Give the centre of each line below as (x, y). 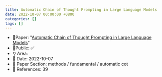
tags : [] (14, 23)
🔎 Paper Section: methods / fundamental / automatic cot (70, 64)
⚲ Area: (20, 54)
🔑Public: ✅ (23, 48)
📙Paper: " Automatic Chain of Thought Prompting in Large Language (82, 38)
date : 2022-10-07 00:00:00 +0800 (40, 14)
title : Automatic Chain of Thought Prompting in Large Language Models (81, 10)
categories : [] (21, 19)
